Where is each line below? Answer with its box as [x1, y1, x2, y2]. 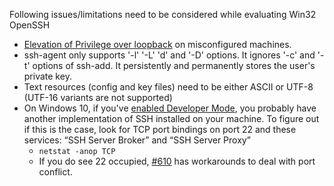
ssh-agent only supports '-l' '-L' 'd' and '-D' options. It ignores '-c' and [23, 49, 316, 61]
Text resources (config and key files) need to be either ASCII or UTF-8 [23, 81, 314, 93]
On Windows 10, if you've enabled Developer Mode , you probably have [23, 102, 317, 114]
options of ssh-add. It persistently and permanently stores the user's [32, 60, 316, 71]
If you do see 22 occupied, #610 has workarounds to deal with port [38, 155, 316, 167]
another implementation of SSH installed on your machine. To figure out [23, 113, 320, 124]
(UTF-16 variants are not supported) [23, 92, 173, 103]
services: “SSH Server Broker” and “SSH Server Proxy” [23, 134, 251, 146]
